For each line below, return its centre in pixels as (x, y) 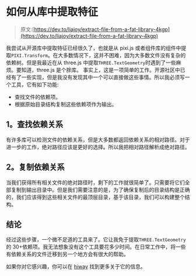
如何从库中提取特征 (52, 12)
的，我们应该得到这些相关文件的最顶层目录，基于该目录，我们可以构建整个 (95, 197)
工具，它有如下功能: (35, 84)
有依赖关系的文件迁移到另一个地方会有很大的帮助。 (67, 254)
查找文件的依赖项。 (38, 96)
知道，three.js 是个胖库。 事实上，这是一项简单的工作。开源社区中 (101, 70)
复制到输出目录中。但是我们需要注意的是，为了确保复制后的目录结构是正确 (100, 189)
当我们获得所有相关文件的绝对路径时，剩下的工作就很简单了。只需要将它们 (95, 182)
